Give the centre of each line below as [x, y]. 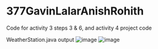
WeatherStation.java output [40, 39]
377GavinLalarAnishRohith [75, 11]
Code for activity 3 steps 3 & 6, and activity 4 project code [79, 28]
